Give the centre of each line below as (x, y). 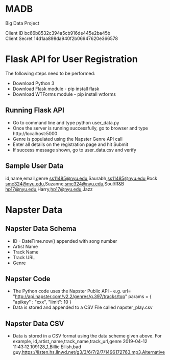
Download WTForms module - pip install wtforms (64, 94)
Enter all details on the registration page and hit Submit (70, 144)
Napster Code (28, 279)
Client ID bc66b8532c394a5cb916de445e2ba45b (58, 33)
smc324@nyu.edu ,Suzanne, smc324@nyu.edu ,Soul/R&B (65, 184)
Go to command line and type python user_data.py (66, 122)
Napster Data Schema (41, 229)
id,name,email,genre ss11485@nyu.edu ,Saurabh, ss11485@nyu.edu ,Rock (81, 178)
